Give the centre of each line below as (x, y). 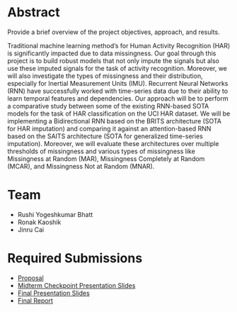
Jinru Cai (31, 229)
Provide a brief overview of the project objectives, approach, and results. (114, 32)
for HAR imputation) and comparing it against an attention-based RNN (109, 128)
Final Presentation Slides (53, 293)
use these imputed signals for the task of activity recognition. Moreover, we (117, 68)
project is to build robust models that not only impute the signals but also (113, 60)
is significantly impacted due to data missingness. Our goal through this (112, 53)
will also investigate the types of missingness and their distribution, (105, 76)
